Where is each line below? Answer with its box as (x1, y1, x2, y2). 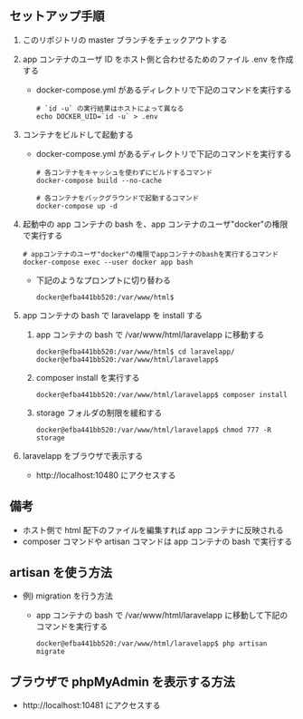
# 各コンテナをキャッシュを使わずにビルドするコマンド (35, 168, 213, 177)
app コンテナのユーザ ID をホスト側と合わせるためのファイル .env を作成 (22, 53, 294, 64)
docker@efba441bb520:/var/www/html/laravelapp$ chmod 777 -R (35, 425, 271, 434)
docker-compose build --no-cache (35, 176, 163, 185)
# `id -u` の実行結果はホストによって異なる (35, 103, 185, 113)
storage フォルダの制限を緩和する (35, 407, 163, 418)
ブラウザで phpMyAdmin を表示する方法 (9, 674, 235, 689)
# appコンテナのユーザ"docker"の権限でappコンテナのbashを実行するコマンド (22, 249, 279, 258)
